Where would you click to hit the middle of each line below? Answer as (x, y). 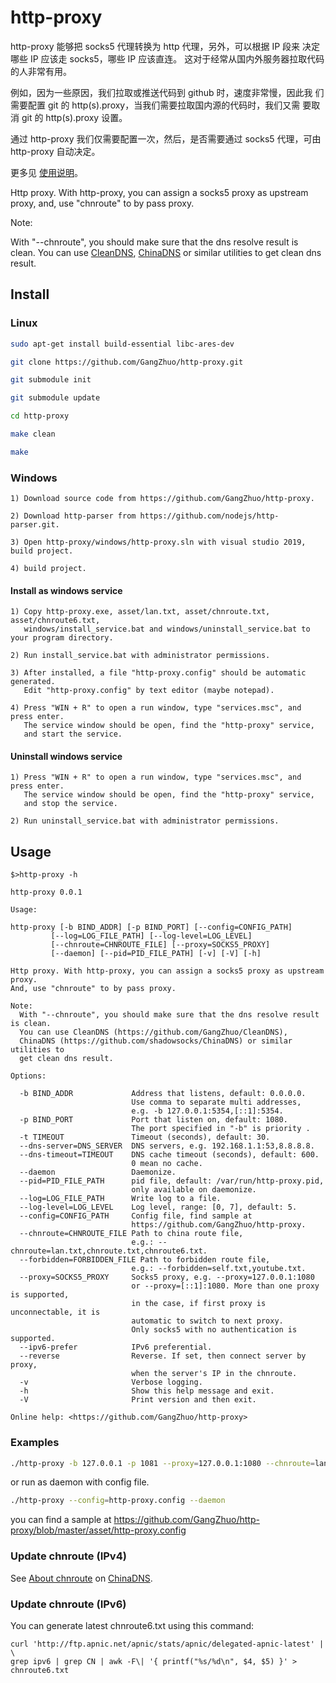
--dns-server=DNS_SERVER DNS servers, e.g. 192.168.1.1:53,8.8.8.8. (167, 1146)
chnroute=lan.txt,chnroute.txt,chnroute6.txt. (109, 1251)
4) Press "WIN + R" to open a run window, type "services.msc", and (156, 708)
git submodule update (55, 398)
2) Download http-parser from (73, 516)
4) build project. (48, 569)
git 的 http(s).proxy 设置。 (74, 117)
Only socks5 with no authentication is (214, 1330)
